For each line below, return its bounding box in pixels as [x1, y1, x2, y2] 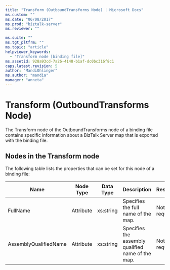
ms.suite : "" [5, 35, 33, 40]
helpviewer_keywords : [5, 49, 51, 55]
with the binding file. [5, 137, 48, 143]
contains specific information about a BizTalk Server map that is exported [5, 132, 158, 138]
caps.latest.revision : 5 [5, 64, 58, 69]
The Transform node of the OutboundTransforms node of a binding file [5, 127, 153, 133]
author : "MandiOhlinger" [5, 68, 58, 73]
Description [122, 186, 152, 193]
